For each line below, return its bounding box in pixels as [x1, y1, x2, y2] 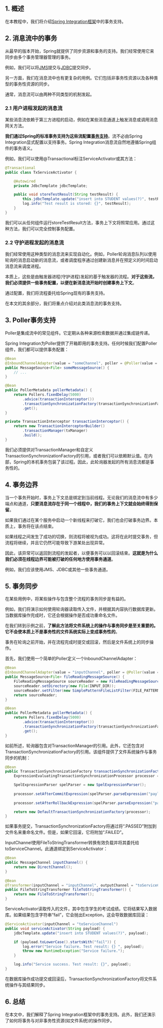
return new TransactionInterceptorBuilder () [14, 424, 105, 429]
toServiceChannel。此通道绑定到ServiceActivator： [5, 846, 108, 852]
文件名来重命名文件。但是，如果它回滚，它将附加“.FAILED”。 [5, 830, 126, 835]
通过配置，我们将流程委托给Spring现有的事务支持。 [5, 290, 108, 296]
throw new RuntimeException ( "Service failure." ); [22, 949, 125, 953]
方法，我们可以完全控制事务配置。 [9, 226, 78, 232]
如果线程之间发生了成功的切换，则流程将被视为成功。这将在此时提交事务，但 [5, 534, 158, 539]
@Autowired [14, 178, 36, 184]
